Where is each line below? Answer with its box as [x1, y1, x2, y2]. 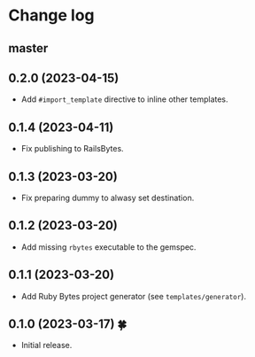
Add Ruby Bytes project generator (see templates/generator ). [20, 291, 247, 301]
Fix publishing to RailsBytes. [20, 144, 125, 154]
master [8, 41, 49, 56]
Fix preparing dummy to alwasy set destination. [20, 192, 195, 204]
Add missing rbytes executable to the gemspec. [20, 241, 197, 252]
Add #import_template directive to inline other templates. [20, 94, 228, 105]
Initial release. [20, 340, 73, 351]
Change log [8, 5, 95, 26]
